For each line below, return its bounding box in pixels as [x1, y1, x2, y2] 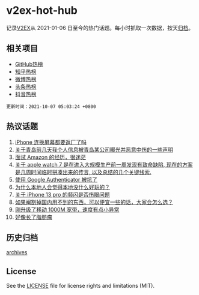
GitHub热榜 [14, 61, 43, 68]
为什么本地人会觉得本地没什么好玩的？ [14, 183, 110, 191]
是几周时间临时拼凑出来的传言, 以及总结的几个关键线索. [14, 168, 152, 176]
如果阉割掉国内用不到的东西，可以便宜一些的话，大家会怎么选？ [14, 198, 173, 206]
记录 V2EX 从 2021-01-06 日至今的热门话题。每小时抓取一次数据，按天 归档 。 [6, 24, 194, 31]
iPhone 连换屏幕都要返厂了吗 [14, 139, 87, 146]
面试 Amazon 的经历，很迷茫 [14, 153, 86, 161]
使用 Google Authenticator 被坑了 [14, 176, 98, 183]
